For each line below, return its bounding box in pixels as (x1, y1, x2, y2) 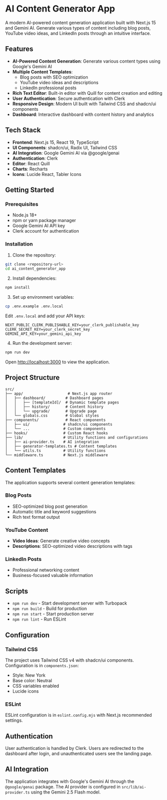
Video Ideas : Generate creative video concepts (12, 538, 110, 544)
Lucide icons (12, 688, 39, 694)
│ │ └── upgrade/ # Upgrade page (5, 409, 97, 414)
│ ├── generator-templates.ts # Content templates (5, 444, 117, 449)
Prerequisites (5, 201, 38, 208)
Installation (5, 241, 33, 248)
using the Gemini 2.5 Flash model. (30, 789, 101, 795)
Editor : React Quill (12, 160, 50, 166)
